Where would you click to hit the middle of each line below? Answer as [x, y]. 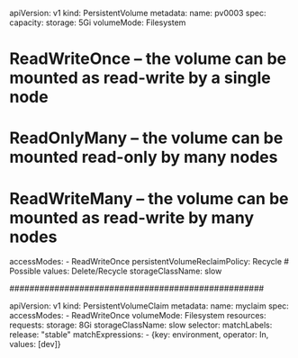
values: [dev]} [35, 345]
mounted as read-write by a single [140, 78]
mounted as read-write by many [132, 217]
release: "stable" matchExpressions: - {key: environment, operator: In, [139, 335]
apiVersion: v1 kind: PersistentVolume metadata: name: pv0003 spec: [138, 13]
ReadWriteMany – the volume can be [149, 198]
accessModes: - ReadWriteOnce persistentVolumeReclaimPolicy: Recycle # [149, 262]
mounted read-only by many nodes [144, 157]
